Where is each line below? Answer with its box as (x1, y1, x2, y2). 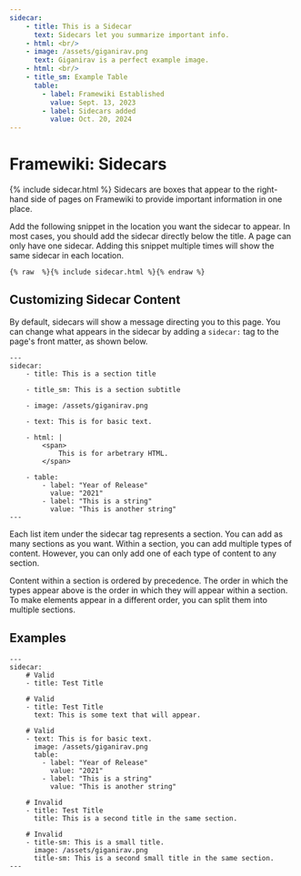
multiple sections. (9, 604, 75, 615)
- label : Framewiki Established (42, 89, 166, 98)
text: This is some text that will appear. (33, 710, 202, 720)
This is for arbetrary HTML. (57, 448, 169, 458)
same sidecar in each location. (9, 250, 125, 261)
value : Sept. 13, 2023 (49, 97, 136, 107)
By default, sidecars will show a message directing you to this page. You (9, 316, 281, 327)
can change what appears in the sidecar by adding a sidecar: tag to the (9, 326, 279, 337)
